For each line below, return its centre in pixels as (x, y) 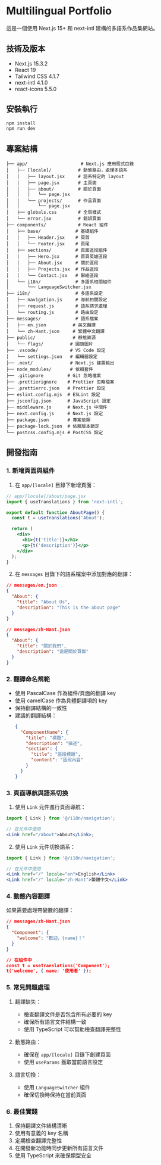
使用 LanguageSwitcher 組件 (57, 1087)
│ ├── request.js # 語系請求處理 (57, 306)
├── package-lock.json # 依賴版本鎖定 (53, 426)
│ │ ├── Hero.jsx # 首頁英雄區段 (57, 257)
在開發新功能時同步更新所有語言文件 (59, 1148)
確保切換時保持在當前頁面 (55, 1095)
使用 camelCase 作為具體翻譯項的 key (61, 700)
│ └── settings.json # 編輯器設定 (52, 357)
